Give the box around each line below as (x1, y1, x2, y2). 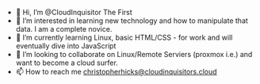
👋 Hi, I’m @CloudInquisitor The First (15, 8, 132, 17)
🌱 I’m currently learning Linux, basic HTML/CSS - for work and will (15, 32, 233, 42)
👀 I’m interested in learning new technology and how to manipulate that (15, 16, 248, 25)
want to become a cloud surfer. (15, 58, 119, 67)
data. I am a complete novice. (15, 25, 113, 33)
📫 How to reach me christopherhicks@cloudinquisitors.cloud (15, 67, 217, 76)
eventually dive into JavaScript (15, 41, 117, 51)
